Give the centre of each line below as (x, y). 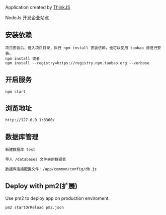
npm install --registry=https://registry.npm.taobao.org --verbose (77, 63)
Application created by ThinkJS (38, 7)
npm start (16, 92)
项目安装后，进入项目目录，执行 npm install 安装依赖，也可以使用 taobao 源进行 (81, 48)
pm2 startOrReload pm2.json (35, 208)
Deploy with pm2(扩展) (41, 186)
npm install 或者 (23, 58)
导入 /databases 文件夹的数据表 (36, 160)
